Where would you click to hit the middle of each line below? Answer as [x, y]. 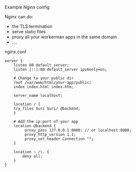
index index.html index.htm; [44, 87]
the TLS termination [32, 26]
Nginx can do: [19, 17]
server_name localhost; [38, 96]
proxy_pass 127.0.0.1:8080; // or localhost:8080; [78, 130]
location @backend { [35, 126]
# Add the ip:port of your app [46, 121]
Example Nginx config [27, 7]
